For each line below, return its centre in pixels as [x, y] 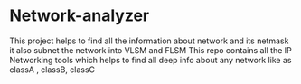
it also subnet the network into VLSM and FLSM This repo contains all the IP [150, 50]
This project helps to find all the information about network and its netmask [149, 41]
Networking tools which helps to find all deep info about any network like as [150, 60]
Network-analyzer [80, 16]
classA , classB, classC [52, 70]
